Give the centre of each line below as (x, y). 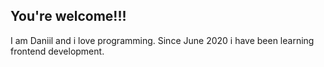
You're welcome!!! (68, 16)
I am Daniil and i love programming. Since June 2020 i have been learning (162, 40)
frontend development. (57, 51)
